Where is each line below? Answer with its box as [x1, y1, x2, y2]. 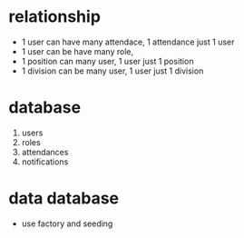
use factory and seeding [21, 218, 113, 229]
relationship [8, 6, 102, 27]
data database [8, 188, 120, 209]
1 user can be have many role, [21, 45, 133, 56]
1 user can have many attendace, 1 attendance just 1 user [21, 36, 235, 47]
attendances [21, 146, 69, 157]
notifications [21, 156, 69, 167]
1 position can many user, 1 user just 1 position [21, 55, 194, 66]
